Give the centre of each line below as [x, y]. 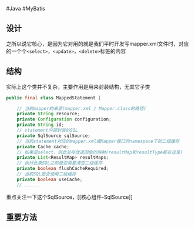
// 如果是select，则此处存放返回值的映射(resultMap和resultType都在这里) [100, 152]
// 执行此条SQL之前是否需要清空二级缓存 [60, 163]
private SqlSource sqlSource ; [54, 136]
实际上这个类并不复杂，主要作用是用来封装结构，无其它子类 [78, 86]
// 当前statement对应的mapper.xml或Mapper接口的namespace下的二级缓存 [98, 141]
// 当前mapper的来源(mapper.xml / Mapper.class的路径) [82, 108]
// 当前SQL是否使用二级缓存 [46, 174]
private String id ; [41, 125]
